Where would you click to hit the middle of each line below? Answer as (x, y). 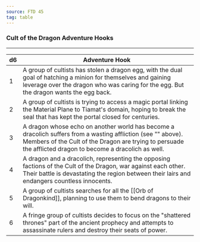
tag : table (20, 17)
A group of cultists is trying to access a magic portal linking (106, 102)
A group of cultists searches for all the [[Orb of (88, 190)
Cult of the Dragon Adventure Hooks (60, 38)
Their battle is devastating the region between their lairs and (107, 173)
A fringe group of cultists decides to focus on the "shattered (107, 215)
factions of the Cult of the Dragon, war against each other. (104, 166)
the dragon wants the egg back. (67, 92)
